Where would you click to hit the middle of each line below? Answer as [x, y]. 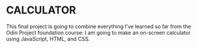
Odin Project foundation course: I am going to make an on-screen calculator [98, 32]
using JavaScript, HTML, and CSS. [48, 39]
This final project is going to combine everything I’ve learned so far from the [98, 26]
